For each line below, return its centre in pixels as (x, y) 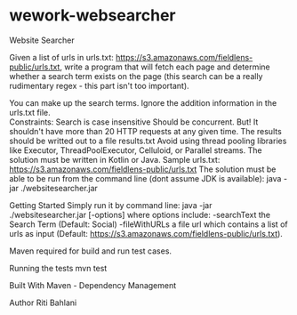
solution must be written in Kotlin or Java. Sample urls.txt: (115, 159)
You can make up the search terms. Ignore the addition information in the (143, 102)
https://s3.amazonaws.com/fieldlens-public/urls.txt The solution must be (143, 169)
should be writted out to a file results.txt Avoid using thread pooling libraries (148, 141)
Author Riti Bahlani (43, 303)
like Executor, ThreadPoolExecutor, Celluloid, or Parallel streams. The (136, 150)
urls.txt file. (30, 112)
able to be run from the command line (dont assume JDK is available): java (145, 178)
